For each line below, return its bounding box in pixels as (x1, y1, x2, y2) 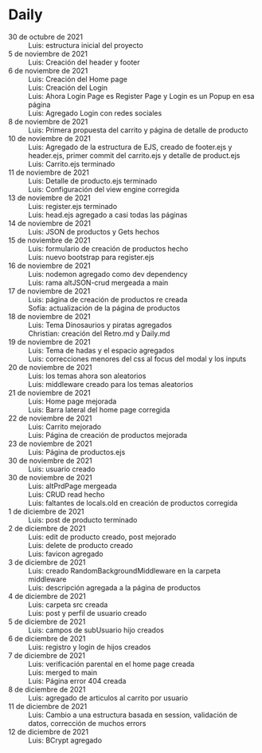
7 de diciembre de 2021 (8, 650, 86, 660)
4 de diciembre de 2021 (8, 591, 86, 601)
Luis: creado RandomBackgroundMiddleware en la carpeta (28, 566, 221, 575)
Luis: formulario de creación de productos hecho (28, 243, 189, 253)
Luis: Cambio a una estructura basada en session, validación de (28, 710, 237, 719)
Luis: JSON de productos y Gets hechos (28, 227, 160, 236)
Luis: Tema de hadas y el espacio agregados (28, 345, 175, 355)
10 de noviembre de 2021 (8, 133, 92, 143)
